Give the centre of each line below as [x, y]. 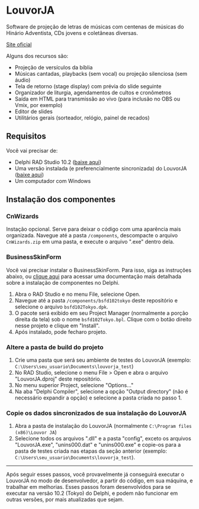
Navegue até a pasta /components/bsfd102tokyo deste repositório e [96, 300]
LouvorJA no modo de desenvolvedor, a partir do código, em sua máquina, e [99, 481]
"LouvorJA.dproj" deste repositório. [58, 379]
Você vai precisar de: [32, 150]
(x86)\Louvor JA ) [36, 432]
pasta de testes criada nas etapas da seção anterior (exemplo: [91, 451]
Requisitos [26, 136]
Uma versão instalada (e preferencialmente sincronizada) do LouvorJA [101, 168]
